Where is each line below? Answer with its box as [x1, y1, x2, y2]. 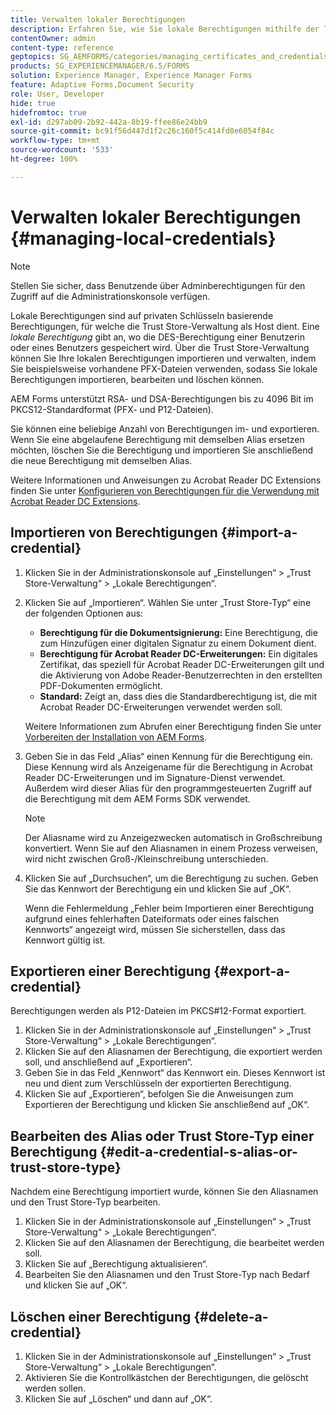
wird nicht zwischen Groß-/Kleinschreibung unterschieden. [24, 852, 269, 865]
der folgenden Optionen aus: [24, 607, 144, 619]
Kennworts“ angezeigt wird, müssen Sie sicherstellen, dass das [24, 923, 286, 935]
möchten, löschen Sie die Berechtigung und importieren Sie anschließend [10, 444, 314, 456]
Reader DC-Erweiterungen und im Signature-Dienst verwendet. [24, 771, 286, 783]
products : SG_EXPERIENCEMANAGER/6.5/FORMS [10, 61, 190, 71]
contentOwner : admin [10, 33, 97, 43]
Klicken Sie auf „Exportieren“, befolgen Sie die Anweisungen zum [24, 1088, 294, 1100]
